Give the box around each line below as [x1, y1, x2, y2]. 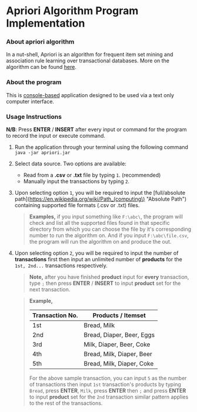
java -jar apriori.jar [14, 150, 71, 156]
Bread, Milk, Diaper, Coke [84, 360, 154, 368]
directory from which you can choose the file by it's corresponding [29, 225, 192, 233]
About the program [6, 78, 62, 87]
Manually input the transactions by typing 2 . [23, 178, 130, 185]
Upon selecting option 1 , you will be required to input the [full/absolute [14, 190, 186, 197]
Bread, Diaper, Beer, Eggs [84, 331, 155, 339]
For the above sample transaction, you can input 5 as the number [29, 375, 187, 382]
